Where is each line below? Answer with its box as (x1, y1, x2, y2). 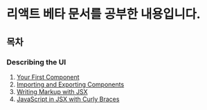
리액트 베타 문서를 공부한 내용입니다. (6, 6, 201, 22)
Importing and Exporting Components (16, 80, 125, 89)
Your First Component (16, 73, 80, 81)
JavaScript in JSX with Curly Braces (16, 95, 120, 103)
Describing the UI (6, 57, 66, 66)
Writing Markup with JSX (16, 87, 88, 95)
